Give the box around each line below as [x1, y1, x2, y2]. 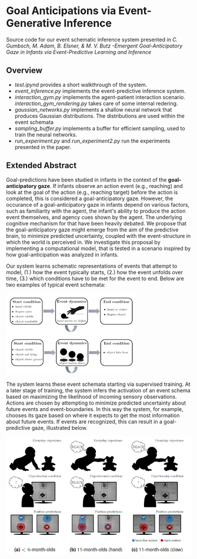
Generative [6, 16, 62, 30]
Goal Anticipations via [6, 4, 116, 18]
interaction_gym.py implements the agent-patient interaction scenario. [14, 93, 185, 100]
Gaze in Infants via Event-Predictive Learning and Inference [6, 48, 152, 55]
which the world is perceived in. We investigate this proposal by [6, 238, 161, 245]
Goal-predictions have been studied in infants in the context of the [6, 176, 167, 183]
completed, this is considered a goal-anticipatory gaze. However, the [6, 195, 173, 202]
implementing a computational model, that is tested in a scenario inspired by [6, 245, 191, 252]
